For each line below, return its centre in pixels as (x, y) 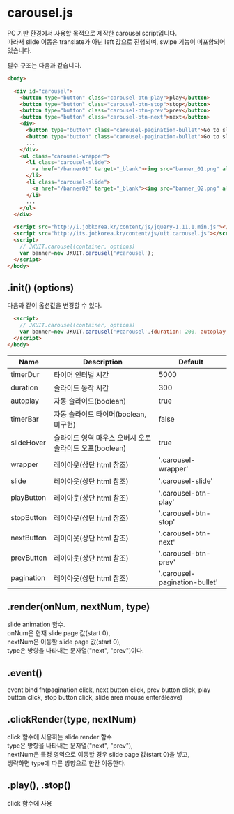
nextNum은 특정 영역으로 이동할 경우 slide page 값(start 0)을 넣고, (99, 755)
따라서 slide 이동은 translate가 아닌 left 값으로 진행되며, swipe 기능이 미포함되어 (116, 42)
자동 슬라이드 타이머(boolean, (100, 414)
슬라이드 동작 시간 (81, 387)
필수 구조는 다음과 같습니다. (45, 65)
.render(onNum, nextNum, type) (79, 607)
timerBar (25, 419)
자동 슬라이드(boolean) (90, 401)
